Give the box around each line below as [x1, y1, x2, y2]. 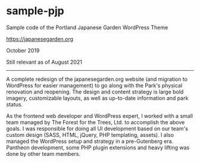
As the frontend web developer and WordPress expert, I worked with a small [6, 112, 193, 120]
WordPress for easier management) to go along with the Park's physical [6, 81, 183, 89]
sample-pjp [6, 4, 64, 18]
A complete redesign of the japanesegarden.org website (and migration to [6, 76, 187, 83]
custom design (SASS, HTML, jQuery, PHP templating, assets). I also [6, 131, 174, 138]
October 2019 [6, 46, 40, 54]
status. [6, 101, 23, 108]
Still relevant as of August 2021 [6, 58, 82, 65]
